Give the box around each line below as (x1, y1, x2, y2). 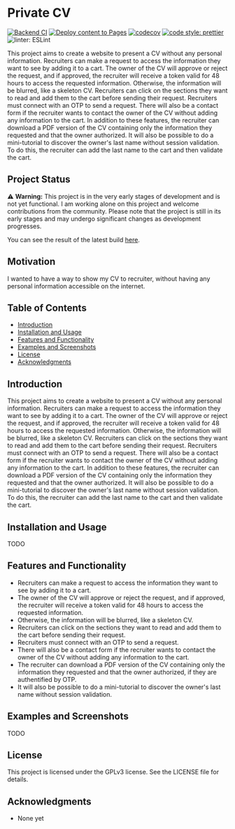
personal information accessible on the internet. (7, 281, 145, 290)
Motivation (7, 256, 56, 267)
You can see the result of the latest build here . (7, 235, 140, 244)
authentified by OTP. (17, 675, 77, 683)
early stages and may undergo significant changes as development (7, 214, 201, 223)
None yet (17, 814, 44, 823)
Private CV (7, 5, 71, 21)
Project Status (7, 174, 71, 186)
